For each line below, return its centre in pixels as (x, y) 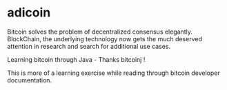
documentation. (30, 80)
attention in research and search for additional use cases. (89, 46)
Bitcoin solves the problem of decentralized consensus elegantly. (100, 32)
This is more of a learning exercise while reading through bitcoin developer (113, 73)
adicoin (29, 13)
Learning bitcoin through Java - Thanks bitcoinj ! (76, 59)
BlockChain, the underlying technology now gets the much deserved (105, 38)
